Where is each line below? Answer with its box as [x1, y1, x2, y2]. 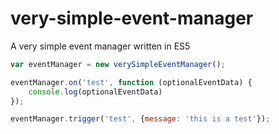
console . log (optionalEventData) [28, 87, 163, 97]
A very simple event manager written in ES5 [10, 40, 191, 52]
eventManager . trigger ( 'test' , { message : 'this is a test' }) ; [10, 114, 271, 124]
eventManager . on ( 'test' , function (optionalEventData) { [10, 77, 253, 87]
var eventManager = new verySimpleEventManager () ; [10, 59, 226, 69]
